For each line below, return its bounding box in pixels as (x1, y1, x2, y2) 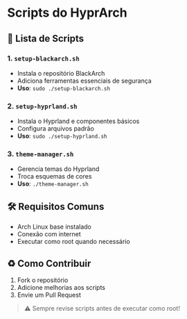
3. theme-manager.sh (7, 149, 74, 159)
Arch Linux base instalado (17, 222, 91, 231)
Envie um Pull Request (17, 291, 82, 300)
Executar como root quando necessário (17, 238, 130, 246)
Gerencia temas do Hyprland (17, 165, 100, 173)
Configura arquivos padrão (17, 124, 95, 133)
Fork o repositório (17, 276, 69, 284)
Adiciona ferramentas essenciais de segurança (17, 76, 152, 85)
